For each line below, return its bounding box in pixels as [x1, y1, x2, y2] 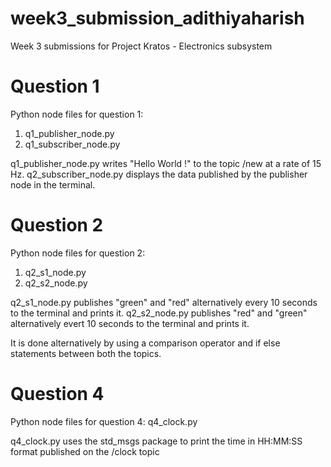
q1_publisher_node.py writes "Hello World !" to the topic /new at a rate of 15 [10, 157, 322, 169]
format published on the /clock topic [10, 445, 160, 457]
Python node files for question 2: [10, 247, 146, 259]
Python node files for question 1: [10, 108, 144, 120]
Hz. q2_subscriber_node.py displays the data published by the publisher [10, 168, 308, 180]
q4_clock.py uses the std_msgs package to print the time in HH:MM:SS [10, 435, 303, 447]
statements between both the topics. [10, 347, 162, 359]
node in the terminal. [10, 178, 96, 191]
